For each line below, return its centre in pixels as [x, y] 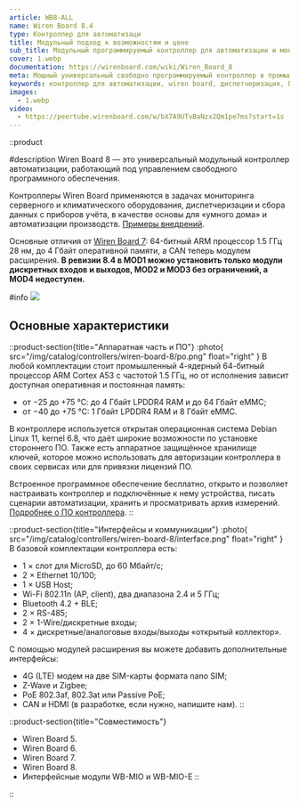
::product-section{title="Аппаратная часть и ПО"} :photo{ [117, 346]
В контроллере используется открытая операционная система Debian [143, 428]
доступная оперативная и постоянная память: [97, 385]
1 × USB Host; [48, 584]
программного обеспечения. [65, 178]
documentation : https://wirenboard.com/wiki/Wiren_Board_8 [121, 68]
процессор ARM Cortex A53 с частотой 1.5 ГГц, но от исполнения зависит [149, 375]
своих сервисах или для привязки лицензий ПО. [101, 466]
